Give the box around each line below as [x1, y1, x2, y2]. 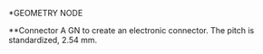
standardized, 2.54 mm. [8, 35, 98, 45]
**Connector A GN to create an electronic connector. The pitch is [8, 25, 255, 35]
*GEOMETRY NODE [8, 8, 83, 18]
